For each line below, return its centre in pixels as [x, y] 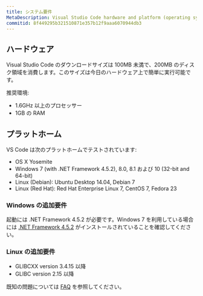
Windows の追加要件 [37, 205]
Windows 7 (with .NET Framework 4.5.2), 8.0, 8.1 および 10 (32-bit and [102, 169]
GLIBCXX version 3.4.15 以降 [50, 266]
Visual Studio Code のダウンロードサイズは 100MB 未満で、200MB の [93, 65]
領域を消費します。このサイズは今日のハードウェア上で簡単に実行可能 [98, 72]
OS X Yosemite [34, 162]
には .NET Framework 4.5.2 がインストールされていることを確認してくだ [96, 227]
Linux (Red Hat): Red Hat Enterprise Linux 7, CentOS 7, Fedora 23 [96, 188]
